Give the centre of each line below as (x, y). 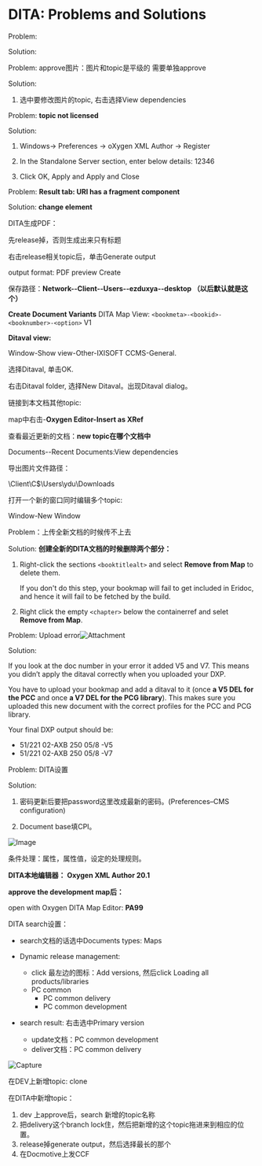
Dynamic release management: (70, 956)
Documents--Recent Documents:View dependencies (93, 452)
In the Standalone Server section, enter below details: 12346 (117, 161)
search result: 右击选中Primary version (82, 1022)
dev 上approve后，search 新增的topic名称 (87, 1114)
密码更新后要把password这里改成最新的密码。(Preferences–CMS (124, 801)
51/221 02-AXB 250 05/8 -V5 (66, 744)
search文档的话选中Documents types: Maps (91, 940)
